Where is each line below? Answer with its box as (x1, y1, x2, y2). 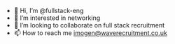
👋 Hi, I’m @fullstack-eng (13, 7, 84, 14)
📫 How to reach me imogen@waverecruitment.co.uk (13, 29, 168, 37)
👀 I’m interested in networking (13, 14, 101, 22)
